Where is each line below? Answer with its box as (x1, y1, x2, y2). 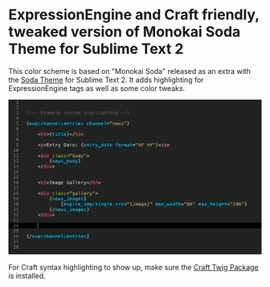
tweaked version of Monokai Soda (8, 23, 241, 41)
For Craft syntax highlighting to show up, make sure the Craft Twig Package (8, 263, 259, 273)
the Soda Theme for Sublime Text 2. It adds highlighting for (8, 75, 204, 84)
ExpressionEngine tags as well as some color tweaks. (8, 83, 186, 93)
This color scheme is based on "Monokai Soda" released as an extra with (8, 66, 252, 76)
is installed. (8, 271, 46, 281)
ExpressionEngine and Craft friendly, (8, 6, 260, 24)
